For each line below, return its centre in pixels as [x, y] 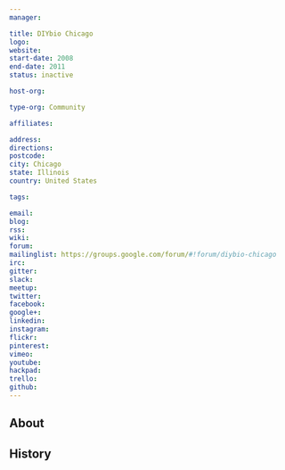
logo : [19, 42]
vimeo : [21, 354]
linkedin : [28, 321]
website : [25, 50]
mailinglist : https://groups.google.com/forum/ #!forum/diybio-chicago [143, 255]
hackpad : [25, 371]
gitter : [24, 271]
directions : [31, 148]
